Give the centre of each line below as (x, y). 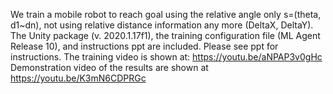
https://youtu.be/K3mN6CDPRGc (78, 78)
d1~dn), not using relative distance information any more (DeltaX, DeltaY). (162, 25)
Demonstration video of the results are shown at (109, 67)
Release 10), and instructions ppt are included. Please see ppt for (144, 46)
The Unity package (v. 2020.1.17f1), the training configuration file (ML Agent (165, 35)
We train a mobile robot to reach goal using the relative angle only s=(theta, (166, 14)
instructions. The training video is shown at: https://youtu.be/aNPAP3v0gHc (166, 57)
